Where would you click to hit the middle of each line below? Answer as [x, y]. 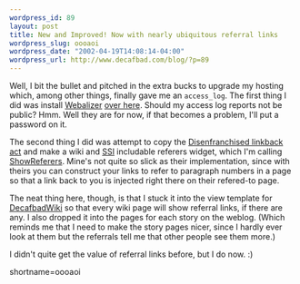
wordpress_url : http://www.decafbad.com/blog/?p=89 [109, 60]
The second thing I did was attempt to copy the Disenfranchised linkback [146, 142]
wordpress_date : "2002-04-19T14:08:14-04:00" [97, 52]
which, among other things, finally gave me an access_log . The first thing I [148, 95]
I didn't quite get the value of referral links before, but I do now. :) [131, 254]
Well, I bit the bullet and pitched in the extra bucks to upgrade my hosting [147, 86]
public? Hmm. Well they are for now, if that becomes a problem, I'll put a [144, 115]
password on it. [39, 124]
